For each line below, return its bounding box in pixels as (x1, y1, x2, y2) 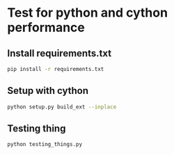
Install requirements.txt (7, 47, 112, 59)
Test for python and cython (7, 5, 168, 21)
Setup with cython (7, 85, 89, 97)
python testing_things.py (7, 141, 82, 148)
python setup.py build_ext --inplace (7, 103, 117, 111)
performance (7, 19, 85, 35)
